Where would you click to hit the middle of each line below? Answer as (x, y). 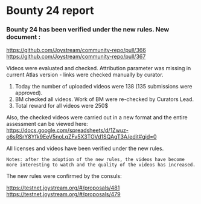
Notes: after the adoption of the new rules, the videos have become (96, 160)
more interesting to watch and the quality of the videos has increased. (101, 165)
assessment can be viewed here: (47, 124)
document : (24, 37)
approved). (29, 93)
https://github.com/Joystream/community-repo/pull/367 (76, 57)
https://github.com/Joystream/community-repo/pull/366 (76, 50)
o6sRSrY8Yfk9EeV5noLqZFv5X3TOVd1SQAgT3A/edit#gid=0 (81, 137)
